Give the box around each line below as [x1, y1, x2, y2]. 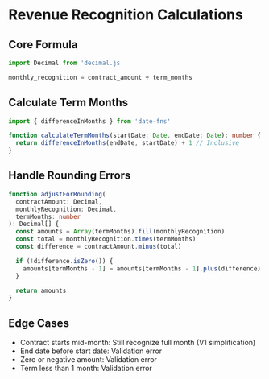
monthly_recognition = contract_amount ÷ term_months [8, 73, 193, 81]
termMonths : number [15, 212, 81, 220]
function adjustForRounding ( [8, 190, 106, 198]
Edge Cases [8, 316, 70, 330]
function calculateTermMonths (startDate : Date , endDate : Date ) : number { [8, 131, 262, 140]
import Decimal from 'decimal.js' [8, 59, 125, 67]
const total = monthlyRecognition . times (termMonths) [15, 235, 197, 243]
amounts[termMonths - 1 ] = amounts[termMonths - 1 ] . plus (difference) [23, 264, 262, 273]
